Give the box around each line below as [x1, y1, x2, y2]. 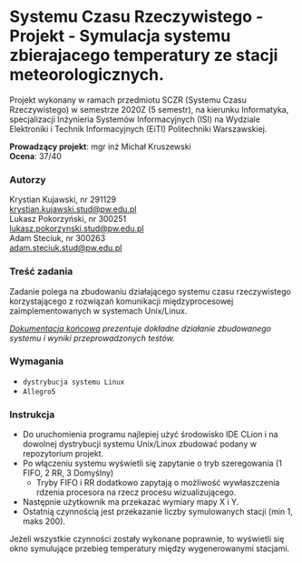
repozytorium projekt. [22, 448, 104, 459]
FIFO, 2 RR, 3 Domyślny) [22, 467, 114, 478]
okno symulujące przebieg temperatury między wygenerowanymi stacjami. [9, 543, 290, 554]
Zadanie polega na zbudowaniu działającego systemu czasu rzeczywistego [9, 286, 292, 297]
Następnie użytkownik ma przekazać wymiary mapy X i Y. [22, 497, 239, 508]
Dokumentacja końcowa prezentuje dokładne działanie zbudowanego [9, 323, 272, 334]
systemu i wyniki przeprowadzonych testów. [9, 332, 175, 343]
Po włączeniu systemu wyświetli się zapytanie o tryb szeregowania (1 [22, 457, 283, 469]
